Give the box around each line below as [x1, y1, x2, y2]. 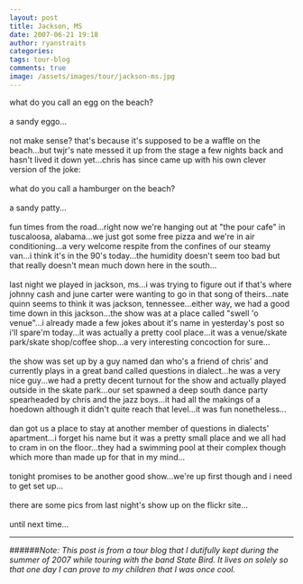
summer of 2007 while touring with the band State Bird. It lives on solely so [9, 554, 289, 565]
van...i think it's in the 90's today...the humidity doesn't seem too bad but [9, 250, 280, 261]
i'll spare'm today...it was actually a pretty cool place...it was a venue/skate [9, 327, 288, 338]
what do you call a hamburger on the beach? [9, 182, 176, 194]
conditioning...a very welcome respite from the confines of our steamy [9, 240, 271, 251]
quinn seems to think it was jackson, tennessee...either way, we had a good [9, 298, 290, 309]
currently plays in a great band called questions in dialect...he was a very [9, 365, 281, 375]
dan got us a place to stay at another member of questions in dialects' [9, 422, 270, 433]
